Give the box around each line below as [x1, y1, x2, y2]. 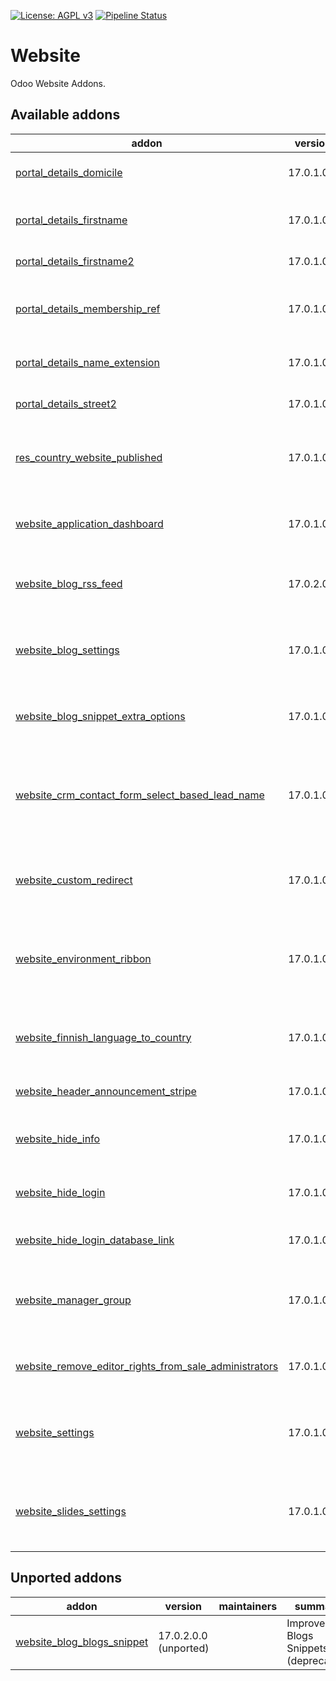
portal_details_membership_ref [15, 301, 161, 315]
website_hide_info [15, 1131, 101, 1145]
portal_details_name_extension [15, 355, 160, 369]
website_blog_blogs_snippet [15, 1635, 149, 1649]
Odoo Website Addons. [10, 77, 107, 89]
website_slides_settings [15, 1504, 127, 1518]
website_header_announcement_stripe [15, 1084, 197, 1098]
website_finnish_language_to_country [15, 1030, 192, 1044]
